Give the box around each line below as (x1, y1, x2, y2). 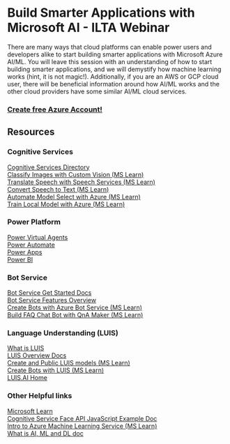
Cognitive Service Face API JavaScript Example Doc (7, 414, 158, 422)
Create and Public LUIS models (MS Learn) (7, 359, 130, 367)
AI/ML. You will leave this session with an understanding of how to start (7, 57, 213, 66)
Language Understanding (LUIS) (7, 328, 118, 338)
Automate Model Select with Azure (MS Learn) (7, 192, 141, 201)
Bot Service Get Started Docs (7, 289, 92, 297)
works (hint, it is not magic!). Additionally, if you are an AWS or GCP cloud (7, 72, 219, 81)
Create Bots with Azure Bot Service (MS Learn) (7, 303, 143, 312)
